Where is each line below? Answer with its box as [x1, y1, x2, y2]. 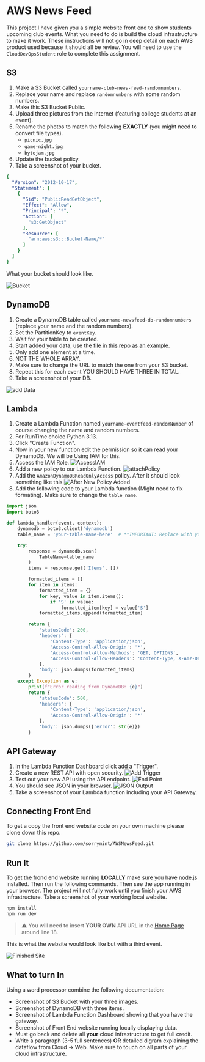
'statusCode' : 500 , [38, 695, 88, 701]
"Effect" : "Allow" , [22, 202, 72, 208]
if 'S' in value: [49, 599, 95, 605]
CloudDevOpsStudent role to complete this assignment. [6, 50, 141, 57]
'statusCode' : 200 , [38, 627, 88, 633]
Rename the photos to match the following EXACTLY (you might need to [15, 123, 197, 130]
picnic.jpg [24, 137, 52, 143]
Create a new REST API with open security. [15, 769, 124, 776]
